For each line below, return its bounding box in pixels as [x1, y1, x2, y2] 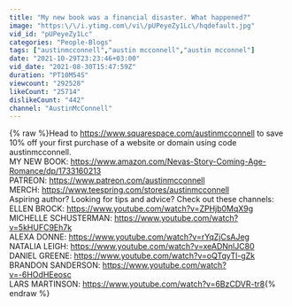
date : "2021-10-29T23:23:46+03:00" [9, 54, 141, 63]
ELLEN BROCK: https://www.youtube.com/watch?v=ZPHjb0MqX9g [9, 203, 254, 214]
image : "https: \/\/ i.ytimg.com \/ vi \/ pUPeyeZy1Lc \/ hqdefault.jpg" [9, 21, 255, 30]
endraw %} [9, 288, 50, 299]
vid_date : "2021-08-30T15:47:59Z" [9, 63, 137, 72]
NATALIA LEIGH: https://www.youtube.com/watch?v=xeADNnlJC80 [9, 241, 255, 252]
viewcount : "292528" [9, 79, 86, 88]
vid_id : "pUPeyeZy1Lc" [9, 29, 93, 38]
